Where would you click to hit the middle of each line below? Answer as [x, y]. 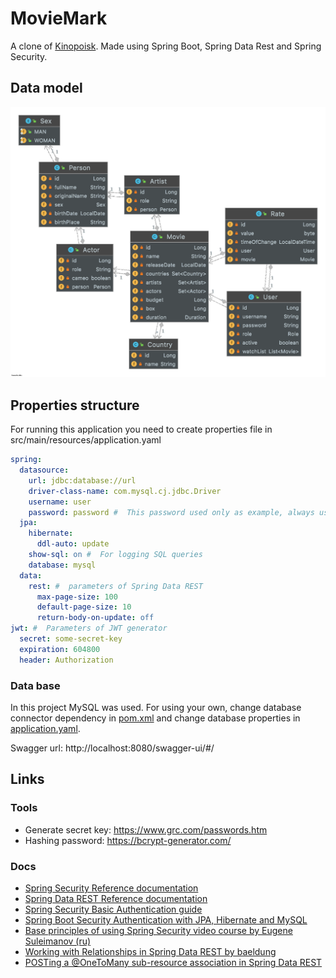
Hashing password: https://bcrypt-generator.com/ [128, 840]
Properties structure [75, 405]
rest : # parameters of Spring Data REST [115, 586]
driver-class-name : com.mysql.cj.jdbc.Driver [125, 491]
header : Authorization [66, 660]
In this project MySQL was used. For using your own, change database [156, 707]
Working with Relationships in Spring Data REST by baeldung [150, 951]
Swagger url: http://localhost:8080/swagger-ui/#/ [112, 748]
